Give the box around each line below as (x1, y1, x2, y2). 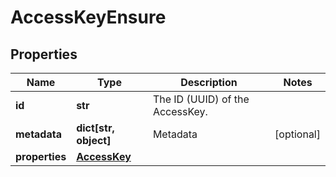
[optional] (274, 127, 321, 141)
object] (76, 134, 112, 147)
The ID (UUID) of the (152, 92, 250, 106)
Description (180, 76, 238, 89)
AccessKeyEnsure (10, 6, 167, 29)
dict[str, (76, 121, 115, 135)
